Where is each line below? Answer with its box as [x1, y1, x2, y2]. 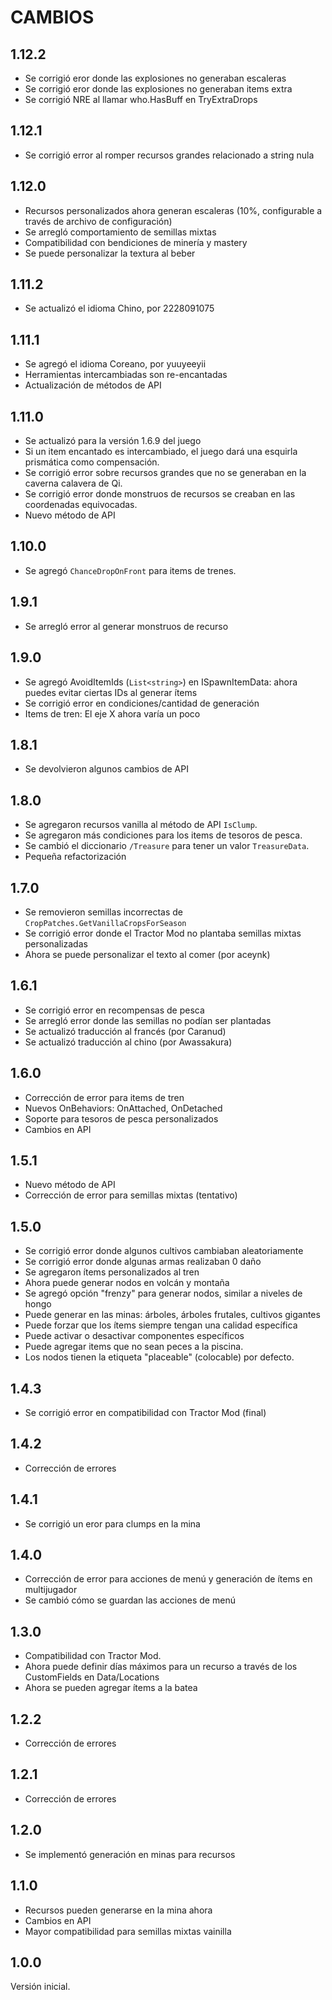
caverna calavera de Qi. [24, 477, 123, 490]
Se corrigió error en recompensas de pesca [24, 1004, 205, 1016]
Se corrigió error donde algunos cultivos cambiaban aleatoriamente [24, 1245, 304, 1257]
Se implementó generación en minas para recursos [24, 1848, 236, 1860]
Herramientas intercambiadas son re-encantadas [24, 369, 228, 381]
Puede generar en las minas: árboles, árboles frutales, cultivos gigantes [24, 1309, 321, 1321]
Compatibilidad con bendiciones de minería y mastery [24, 236, 248, 248]
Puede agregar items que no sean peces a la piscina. [24, 1341, 244, 1353]
